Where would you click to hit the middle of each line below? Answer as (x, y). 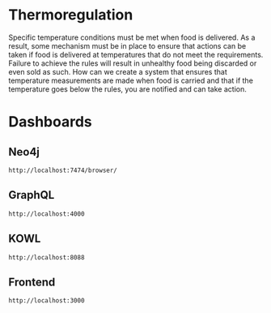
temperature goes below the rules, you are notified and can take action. (127, 89)
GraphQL (32, 195)
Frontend (32, 282)
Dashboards (50, 122)
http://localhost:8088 (47, 257)
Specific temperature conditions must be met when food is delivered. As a (132, 37)
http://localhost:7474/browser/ (63, 170)
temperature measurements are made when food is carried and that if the (131, 80)
